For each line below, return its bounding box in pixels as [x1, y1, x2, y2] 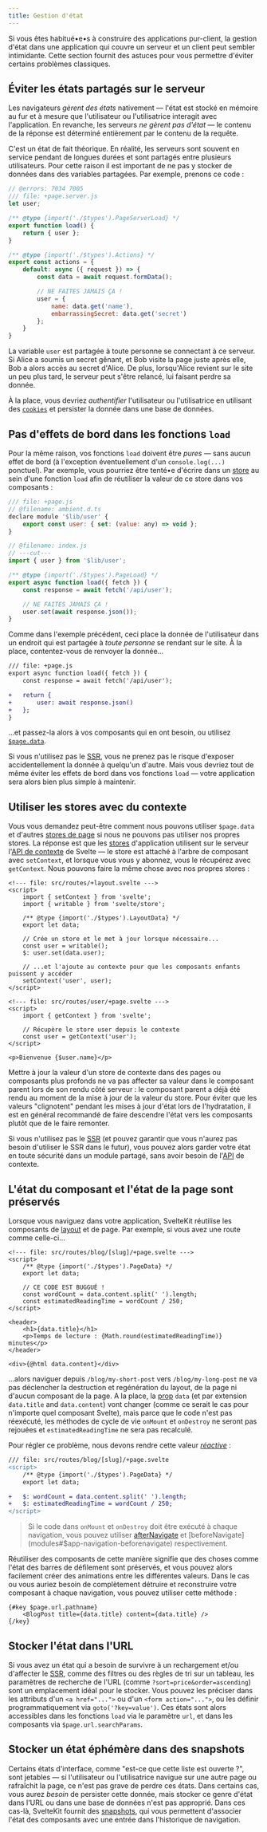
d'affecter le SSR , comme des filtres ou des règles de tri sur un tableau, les [8, 1668, 255, 1678]
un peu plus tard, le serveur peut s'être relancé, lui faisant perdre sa [8, 372, 231, 381]
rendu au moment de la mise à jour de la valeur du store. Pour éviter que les [8, 1093, 257, 1103]
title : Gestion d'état [8, 11, 84, 20]
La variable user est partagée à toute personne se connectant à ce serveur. [8, 346, 256, 356]
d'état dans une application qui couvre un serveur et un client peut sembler [8, 41, 256, 52]
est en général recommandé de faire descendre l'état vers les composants [8, 1110, 253, 1120]
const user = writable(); [22, 942, 109, 950]
